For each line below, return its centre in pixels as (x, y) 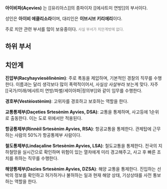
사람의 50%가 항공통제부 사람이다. (48, 135)
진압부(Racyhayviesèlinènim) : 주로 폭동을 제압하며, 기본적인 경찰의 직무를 (79, 78)
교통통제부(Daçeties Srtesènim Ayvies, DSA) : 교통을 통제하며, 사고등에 (77, 112)
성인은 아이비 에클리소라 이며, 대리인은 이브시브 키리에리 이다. (64, 19)
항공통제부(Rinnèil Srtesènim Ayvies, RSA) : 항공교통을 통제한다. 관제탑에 (78, 129)
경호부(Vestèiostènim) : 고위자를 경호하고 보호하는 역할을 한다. (67, 101)
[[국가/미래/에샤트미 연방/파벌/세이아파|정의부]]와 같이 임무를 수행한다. (74, 91)
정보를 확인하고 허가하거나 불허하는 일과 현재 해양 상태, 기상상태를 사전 (83, 175)
